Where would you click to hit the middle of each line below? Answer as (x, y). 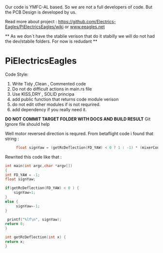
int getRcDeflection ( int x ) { (36, 237)
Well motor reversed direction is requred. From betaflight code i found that (79, 134)
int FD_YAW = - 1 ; (23, 175)
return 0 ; (15, 224)
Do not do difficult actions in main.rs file (52, 89)
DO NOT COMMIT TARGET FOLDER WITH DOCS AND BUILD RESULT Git (78, 119)
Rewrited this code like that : (33, 157)
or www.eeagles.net (85, 27)
